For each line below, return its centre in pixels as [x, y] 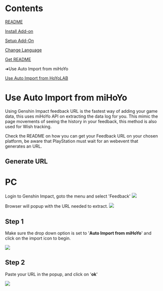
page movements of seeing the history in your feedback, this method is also [81, 121]
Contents [24, 8]
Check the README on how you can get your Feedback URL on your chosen [81, 136]
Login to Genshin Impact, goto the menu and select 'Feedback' [68, 196]
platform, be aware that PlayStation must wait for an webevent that [72, 141]
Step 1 [15, 222]
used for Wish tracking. [28, 126]
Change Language [24, 50]
